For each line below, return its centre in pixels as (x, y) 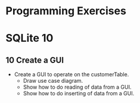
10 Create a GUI (35, 60)
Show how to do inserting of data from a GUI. (79, 93)
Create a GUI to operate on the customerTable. (71, 74)
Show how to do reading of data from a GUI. (77, 87)
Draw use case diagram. (53, 81)
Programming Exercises (66, 11)
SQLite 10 (29, 38)
